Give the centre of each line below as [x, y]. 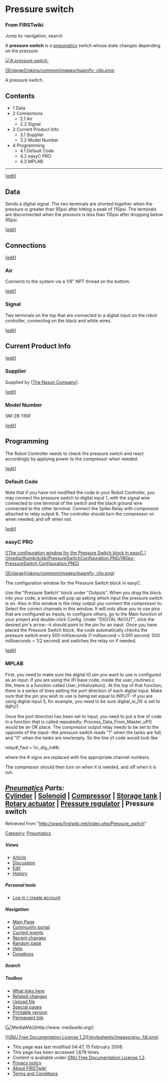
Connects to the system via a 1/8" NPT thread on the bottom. [68, 281]
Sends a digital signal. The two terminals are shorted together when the [79, 204]
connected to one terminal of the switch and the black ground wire [74, 503]
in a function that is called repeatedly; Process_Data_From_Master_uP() [79, 722]
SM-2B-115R [18, 416]
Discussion [24, 863]
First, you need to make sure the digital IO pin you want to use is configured [83, 674]
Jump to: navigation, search [34, 36]
